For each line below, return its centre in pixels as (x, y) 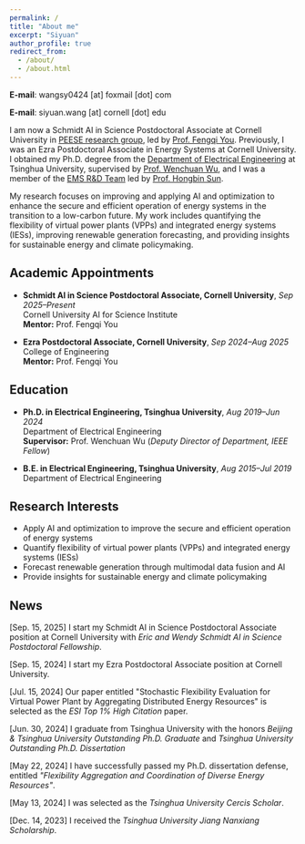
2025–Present (49, 304)
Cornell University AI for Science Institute (100, 314)
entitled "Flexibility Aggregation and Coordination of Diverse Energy (137, 776)
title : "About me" (44, 26)
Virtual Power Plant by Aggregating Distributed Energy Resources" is (138, 702)
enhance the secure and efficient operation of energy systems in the (138, 205)
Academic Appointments (82, 273)
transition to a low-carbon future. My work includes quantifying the (135, 215)
